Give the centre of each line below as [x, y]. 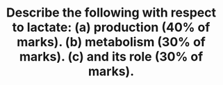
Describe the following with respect [111, 13]
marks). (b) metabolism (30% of [111, 42]
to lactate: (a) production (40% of [111, 27]
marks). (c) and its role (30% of [111, 57]
